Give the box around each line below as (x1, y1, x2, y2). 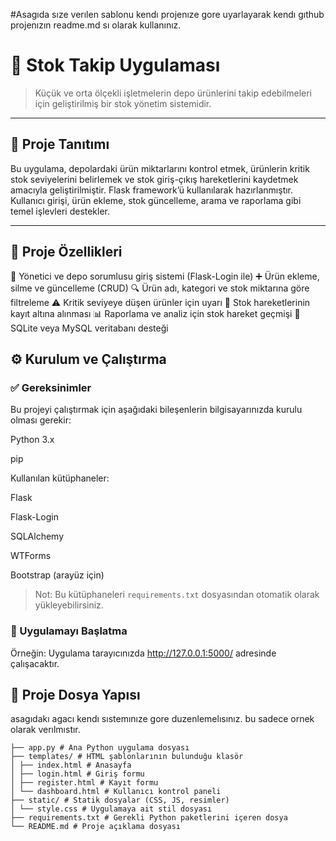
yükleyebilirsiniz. (34, 599, 104, 611)
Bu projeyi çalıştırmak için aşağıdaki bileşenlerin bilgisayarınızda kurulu (10, 404, 303, 416)
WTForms (10, 550, 52, 562)
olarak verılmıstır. (10, 724, 81, 736)
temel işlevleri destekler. (10, 205, 111, 217)
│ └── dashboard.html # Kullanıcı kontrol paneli (10, 787, 222, 797)
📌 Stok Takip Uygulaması (10, 54, 221, 77)
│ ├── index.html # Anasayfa (10, 760, 132, 771)
